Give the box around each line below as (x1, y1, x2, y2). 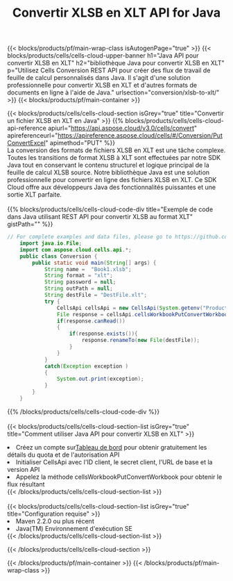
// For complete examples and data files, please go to (7, 234, 172, 240)
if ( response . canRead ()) (56, 318, 126, 325)
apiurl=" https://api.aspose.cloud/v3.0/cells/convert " (47, 124, 198, 133)
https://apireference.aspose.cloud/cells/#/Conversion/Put (58, 131, 223, 140)
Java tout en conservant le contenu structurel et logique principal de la (7, 161, 209, 170)
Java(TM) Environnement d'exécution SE (16, 524, 133, 532)
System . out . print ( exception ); (56, 375, 144, 383)
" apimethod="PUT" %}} (44, 139, 116, 147)
